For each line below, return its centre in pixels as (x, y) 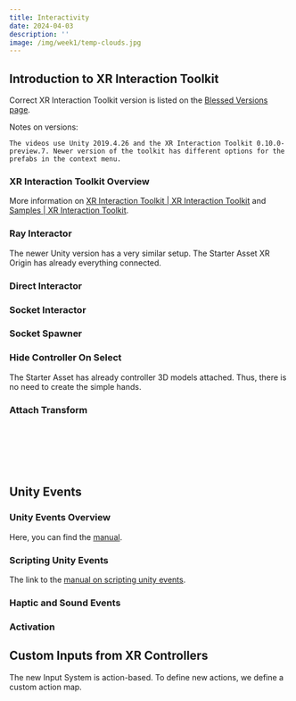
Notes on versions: (44, 127)
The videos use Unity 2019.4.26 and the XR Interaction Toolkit (131, 144)
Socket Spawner (46, 334)
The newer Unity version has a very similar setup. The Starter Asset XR (140, 253)
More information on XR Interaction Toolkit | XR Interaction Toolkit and (138, 201)
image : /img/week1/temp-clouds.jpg (75, 42)
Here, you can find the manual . (66, 536)
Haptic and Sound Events (65, 603)
